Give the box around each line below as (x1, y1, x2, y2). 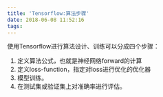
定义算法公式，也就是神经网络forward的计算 (17, 57, 142, 65)
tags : (7, 23, 23, 29)
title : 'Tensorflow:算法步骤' (7, 10, 89, 17)
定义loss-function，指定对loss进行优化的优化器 (17, 66, 151, 74)
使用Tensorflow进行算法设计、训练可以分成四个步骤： (7, 42, 160, 51)
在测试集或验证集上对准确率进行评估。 (17, 83, 126, 91)
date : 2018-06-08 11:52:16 (7, 16, 85, 23)
